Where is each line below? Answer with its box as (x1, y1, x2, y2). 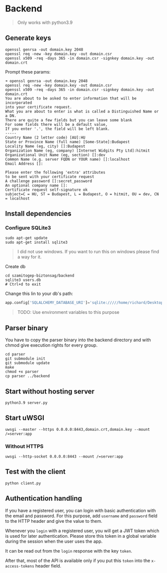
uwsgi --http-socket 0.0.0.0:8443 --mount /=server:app (5, 454, 123, 459)
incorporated (5, 100, 32, 105)
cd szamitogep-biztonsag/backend (5, 273, 75, 279)
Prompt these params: (5, 69, 51, 75)
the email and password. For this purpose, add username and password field (5, 513, 158, 519)
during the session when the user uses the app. (5, 538, 103, 544)
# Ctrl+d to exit (5, 282, 41, 287)
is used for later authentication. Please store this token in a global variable (5, 533, 157, 539)
